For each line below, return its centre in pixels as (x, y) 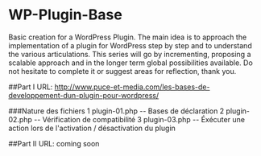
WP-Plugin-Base (65, 15)
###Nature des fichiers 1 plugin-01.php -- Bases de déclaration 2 (116, 111)
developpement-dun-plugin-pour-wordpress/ (84, 95)
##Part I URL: (31, 87)
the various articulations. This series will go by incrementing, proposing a (130, 54)
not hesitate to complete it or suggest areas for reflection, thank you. (122, 71)
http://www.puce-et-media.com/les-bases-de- (132, 87)
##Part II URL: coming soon (54, 143)
